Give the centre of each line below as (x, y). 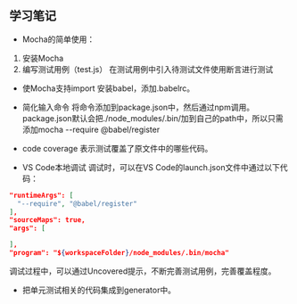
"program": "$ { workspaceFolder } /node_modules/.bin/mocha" (119, 253)
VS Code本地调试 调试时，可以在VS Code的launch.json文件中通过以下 (151, 167)
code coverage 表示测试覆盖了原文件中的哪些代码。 (117, 148)
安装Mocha (43, 58)
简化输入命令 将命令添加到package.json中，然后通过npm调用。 (138, 107)
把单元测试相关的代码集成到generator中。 (99, 290)
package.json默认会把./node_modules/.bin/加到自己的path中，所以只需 (153, 118)
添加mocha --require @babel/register (91, 129)
